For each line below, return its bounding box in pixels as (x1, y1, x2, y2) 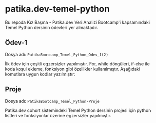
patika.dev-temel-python (5, 3, 110, 15)
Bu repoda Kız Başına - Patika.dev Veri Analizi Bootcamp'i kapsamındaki (5, 19, 150, 25)
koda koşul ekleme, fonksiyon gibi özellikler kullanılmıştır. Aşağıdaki (5, 66, 140, 72)
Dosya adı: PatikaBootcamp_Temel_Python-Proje (5, 98, 100, 104)
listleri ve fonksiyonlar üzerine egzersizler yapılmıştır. (5, 112, 111, 118)
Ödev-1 (5, 39, 28, 47)
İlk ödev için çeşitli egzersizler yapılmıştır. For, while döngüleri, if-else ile (5, 61, 150, 66)
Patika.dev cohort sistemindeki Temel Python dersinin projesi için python (5, 108, 151, 113)
